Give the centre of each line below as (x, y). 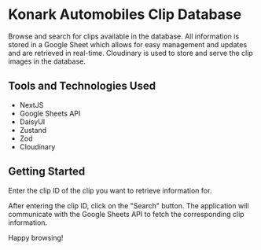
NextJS (31, 105)
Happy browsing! (36, 237)
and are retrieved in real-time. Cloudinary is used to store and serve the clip (130, 53)
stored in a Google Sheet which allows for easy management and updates (128, 44)
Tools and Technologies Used (82, 86)
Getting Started (47, 172)
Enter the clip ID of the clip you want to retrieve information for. (110, 190)
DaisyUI (32, 121)
